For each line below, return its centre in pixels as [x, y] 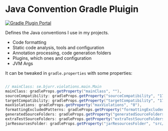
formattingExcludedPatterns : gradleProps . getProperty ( [63, 110]
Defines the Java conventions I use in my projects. [57, 32]
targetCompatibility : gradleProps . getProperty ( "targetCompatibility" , [80, 101]
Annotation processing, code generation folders [62, 53]
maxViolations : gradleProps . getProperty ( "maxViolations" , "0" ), [73, 105]
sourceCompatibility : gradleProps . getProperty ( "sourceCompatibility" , [80, 96]
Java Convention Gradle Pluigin [72, 9]
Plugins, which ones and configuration [52, 58]
